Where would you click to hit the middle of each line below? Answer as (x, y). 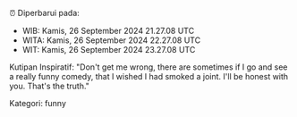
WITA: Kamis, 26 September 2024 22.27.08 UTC (111, 40)
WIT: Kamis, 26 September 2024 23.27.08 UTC (109, 50)
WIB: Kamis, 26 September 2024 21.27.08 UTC (108, 31)
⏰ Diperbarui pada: (45, 13)
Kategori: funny (38, 103)
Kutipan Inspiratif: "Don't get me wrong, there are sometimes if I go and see (148, 67)
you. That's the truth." (49, 86)
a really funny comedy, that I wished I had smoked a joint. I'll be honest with (149, 76)
